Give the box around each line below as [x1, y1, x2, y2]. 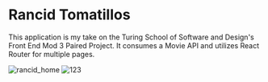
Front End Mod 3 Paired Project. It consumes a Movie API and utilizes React [8, 40, 260, 50]
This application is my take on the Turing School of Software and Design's [8, 32, 254, 42]
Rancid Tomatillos [8, 6, 131, 24]
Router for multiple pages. [8, 49, 95, 59]
